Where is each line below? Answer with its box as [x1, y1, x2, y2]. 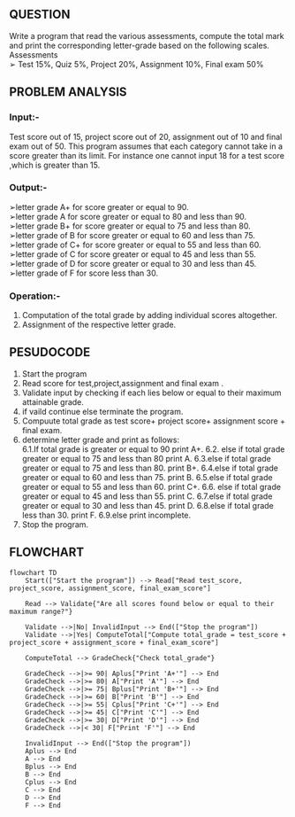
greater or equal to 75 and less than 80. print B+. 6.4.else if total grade [21, 463, 279, 473]
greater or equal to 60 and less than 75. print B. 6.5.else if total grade [21, 471, 273, 482]
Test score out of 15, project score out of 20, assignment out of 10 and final [9, 131, 283, 142]
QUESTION [9, 7, 71, 22]
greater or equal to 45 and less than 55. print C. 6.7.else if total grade [21, 491, 273, 502]
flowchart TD [9, 568, 57, 577]
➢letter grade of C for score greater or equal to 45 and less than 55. [9, 248, 256, 260]
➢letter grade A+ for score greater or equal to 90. [9, 201, 190, 212]
